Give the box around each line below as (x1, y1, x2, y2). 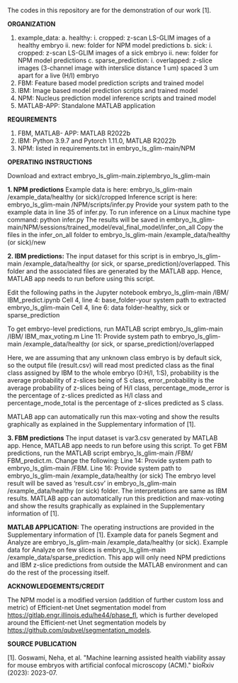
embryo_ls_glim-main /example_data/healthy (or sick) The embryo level (7, 471, 216, 480)
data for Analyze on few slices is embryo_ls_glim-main (7, 546, 166, 554)
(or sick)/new (7, 238, 46, 246)
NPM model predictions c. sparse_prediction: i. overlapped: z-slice (17, 56, 212, 65)
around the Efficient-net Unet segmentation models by (7, 618, 166, 627)
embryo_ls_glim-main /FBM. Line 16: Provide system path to (7, 464, 182, 472)
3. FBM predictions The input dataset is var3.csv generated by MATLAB (7, 434, 218, 442)
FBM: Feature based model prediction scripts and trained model (17, 79, 204, 87)
